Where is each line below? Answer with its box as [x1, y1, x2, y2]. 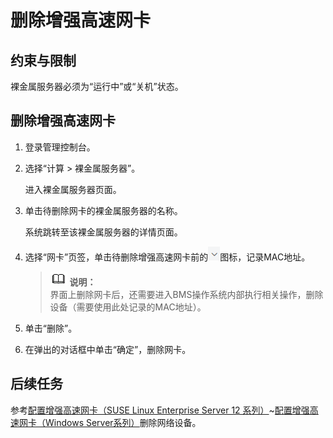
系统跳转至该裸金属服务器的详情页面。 [24, 226, 183, 238]
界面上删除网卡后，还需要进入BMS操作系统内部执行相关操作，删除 [49, 288, 324, 300]
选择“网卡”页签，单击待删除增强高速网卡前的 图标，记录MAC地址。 [24, 251, 311, 263]
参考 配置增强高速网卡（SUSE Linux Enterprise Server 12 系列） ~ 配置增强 [10, 404, 310, 416]
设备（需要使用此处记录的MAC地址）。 [49, 301, 207, 313]
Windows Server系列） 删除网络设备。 [44, 416, 202, 428]
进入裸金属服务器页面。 [24, 183, 122, 195]
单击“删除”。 [24, 322, 78, 334]
